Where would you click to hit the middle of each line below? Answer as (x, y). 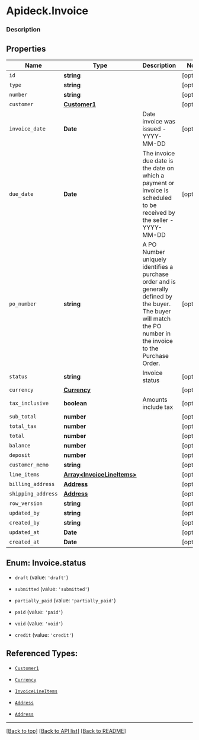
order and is (159, 281)
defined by (158, 296)
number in (156, 334)
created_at (24, 542)
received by (159, 212)
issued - (155, 129)
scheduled (157, 198)
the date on (158, 168)
